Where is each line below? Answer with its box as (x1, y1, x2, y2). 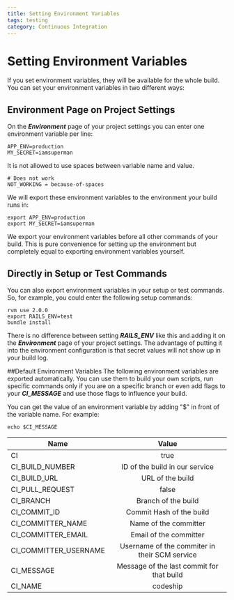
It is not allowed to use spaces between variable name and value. (7, 162, 195, 170)
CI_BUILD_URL (10, 473, 58, 483)
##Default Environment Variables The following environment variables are (7, 367, 219, 375)
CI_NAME (10, 581, 42, 591)
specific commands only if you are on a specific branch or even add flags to (7, 381, 226, 390)
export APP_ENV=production (7, 214, 86, 222)
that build (152, 569, 183, 579)
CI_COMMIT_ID (10, 507, 61, 516)
